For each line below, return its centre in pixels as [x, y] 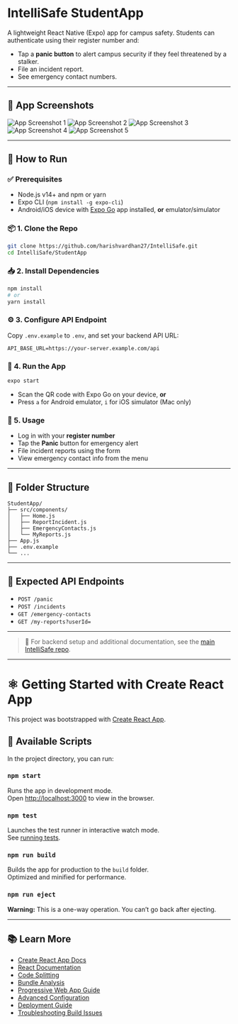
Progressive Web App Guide [59, 990]
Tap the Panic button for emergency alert [78, 443]
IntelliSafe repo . [47, 649]
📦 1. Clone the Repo [42, 228]
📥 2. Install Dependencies [53, 271]
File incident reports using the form [69, 451]
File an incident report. [50, 69]
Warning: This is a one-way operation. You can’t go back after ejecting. [112, 909]
